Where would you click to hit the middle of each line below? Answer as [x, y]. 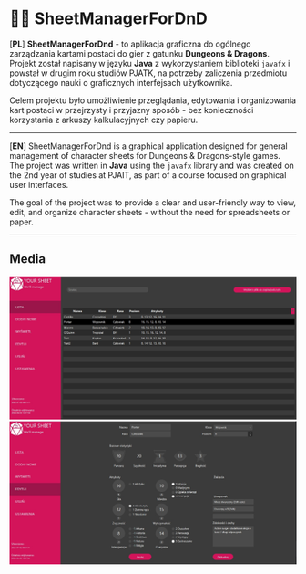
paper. [21, 222]
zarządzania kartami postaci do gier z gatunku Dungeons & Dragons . [140, 53]
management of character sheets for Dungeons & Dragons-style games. [145, 155]
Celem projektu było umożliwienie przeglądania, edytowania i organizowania [153, 100]
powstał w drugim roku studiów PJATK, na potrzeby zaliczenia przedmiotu [148, 73]
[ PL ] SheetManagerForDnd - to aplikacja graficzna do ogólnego [130, 44]
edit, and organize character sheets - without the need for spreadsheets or [150, 212]
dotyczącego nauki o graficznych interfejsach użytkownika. [121, 82]
